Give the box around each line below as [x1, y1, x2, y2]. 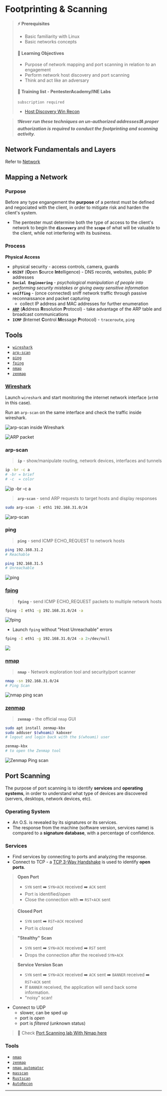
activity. [17, 131, 36, 137]
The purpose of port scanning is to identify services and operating [5, 785, 143, 791]
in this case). [5, 400, 31, 406]
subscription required [17, 100, 65, 105]
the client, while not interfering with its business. [12, 230, 112, 236]
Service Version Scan [17, 962, 63, 968]
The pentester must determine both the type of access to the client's [12, 219, 154, 225]
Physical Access [5, 254, 40, 260]
